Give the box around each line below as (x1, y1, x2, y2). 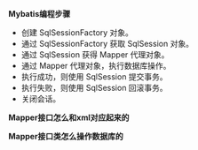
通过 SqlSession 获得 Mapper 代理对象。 (20, 49, 170, 60)
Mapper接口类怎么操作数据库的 (8, 131, 123, 141)
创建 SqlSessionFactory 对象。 (20, 27, 134, 38)
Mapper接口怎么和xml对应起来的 (8, 112, 130, 123)
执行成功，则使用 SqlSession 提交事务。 (20, 71, 168, 82)
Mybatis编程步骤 (8, 9, 71, 19)
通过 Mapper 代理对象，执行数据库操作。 (20, 61, 171, 71)
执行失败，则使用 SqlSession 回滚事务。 (20, 83, 168, 93)
